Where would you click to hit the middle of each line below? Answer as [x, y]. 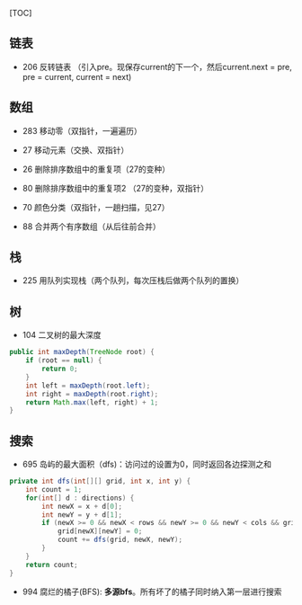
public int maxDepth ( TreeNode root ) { [82, 352]
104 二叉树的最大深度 [62, 335]
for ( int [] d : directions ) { [80, 498]
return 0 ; [60, 369]
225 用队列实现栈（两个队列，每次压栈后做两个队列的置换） [133, 280]
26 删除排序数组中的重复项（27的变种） [96, 169]
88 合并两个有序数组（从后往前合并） [92, 226]
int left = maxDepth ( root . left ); [88, 386]
